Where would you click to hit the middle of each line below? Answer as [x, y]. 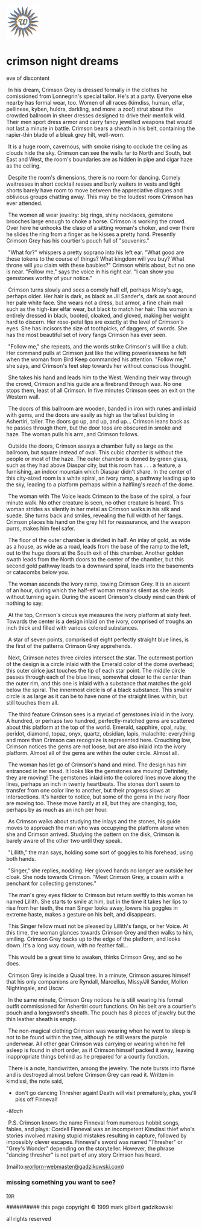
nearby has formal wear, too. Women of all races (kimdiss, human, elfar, [96, 102]
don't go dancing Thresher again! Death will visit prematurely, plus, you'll [106, 1092]
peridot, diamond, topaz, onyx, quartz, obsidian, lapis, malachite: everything [101, 733]
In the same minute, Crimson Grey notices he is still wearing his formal [96, 999]
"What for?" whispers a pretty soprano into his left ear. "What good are [96, 252]
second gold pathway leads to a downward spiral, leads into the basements [100, 566]
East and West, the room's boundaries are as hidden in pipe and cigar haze [99, 159]
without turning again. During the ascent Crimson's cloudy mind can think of [101, 596]
